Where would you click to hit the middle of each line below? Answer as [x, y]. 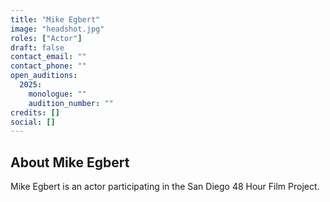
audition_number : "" [71, 103]
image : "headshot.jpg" [57, 29]
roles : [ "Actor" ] [46, 38]
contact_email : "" [48, 57]
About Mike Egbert [70, 162]
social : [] [33, 122]
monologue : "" [57, 94]
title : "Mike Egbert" [55, 19]
